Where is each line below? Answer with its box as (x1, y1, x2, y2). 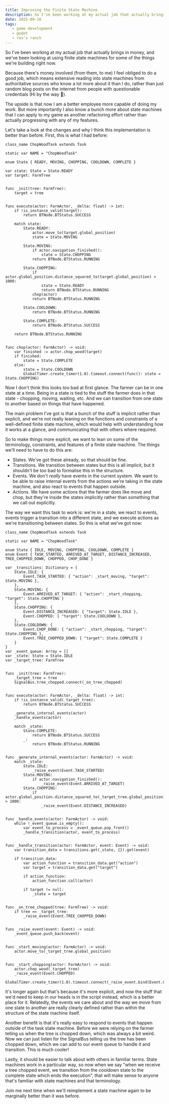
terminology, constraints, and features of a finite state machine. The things (5, 442, 160, 448)
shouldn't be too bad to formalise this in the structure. (12, 467, 124, 473)
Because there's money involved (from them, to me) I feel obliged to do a (5, 70, 157, 76)
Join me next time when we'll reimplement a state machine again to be (5, 1087, 151, 1093)
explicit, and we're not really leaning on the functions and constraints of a (5, 415, 157, 421)
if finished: (14, 353, 42, 358)
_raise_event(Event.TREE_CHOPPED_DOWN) (23, 913, 107, 918)
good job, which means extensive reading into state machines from (5, 75, 144, 81)
